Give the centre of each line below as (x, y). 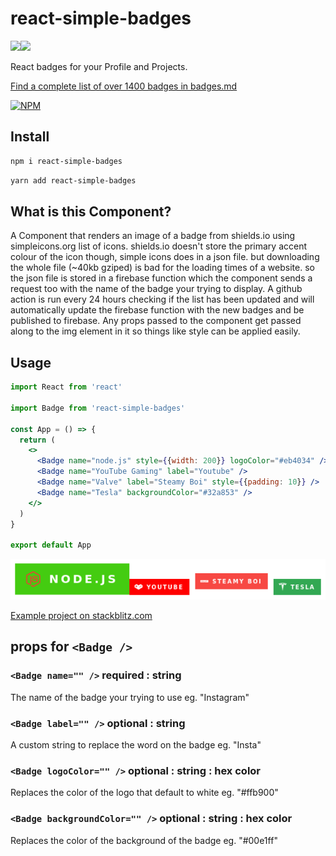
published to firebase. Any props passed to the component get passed (156, 321)
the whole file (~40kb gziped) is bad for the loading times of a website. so (162, 268)
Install (30, 137)
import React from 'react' (66, 387)
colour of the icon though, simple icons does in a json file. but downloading (165, 257)
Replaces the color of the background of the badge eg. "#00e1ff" (144, 840)
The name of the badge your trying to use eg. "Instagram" (130, 697)
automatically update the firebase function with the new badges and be (157, 310)
